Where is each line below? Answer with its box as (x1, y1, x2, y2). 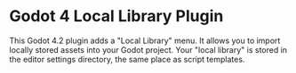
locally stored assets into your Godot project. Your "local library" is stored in (9, 44, 287, 55)
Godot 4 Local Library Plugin (9, 6, 224, 26)
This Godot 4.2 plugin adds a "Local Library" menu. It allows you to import (9, 35, 281, 46)
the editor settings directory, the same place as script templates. (9, 54, 245, 64)
